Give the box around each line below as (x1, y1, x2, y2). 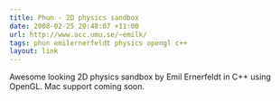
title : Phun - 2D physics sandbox (9, 13, 140, 23)
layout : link (9, 47, 59, 56)
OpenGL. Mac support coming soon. (9, 81, 145, 92)
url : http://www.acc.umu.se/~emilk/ (9, 30, 147, 39)
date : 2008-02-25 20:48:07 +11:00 (9, 22, 140, 31)
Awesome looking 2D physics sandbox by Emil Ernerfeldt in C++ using (9, 71, 271, 82)
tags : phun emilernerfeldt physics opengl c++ (9, 38, 188, 48)
